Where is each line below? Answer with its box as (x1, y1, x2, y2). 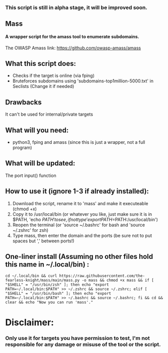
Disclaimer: (5, 316, 54, 328)
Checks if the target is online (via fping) (12, 72, 95, 79)
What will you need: (5, 126, 69, 134)
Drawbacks (5, 98, 42, 107)
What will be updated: (5, 159, 75, 167)
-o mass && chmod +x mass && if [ (81, 278, 154, 283)
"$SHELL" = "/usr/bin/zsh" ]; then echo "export (5, 282, 109, 288)
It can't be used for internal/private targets (5, 111, 93, 117)
